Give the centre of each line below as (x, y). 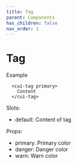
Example (17, 75)
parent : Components (31, 17)
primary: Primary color (43, 143)
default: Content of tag (43, 120)
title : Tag (20, 12)
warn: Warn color (36, 156)
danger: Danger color (42, 150)
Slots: (13, 108)
